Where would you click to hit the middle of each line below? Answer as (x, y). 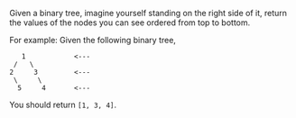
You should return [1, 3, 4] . (63, 104)
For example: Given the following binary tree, (92, 40)
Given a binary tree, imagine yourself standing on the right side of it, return (148, 13)
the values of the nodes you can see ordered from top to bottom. (130, 23)
